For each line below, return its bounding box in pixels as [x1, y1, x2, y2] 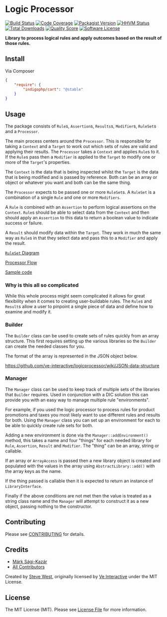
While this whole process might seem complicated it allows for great [5, 293, 145, 299]
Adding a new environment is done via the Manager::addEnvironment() [5, 432, 148, 438]
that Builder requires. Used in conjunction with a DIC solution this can [5, 391, 148, 397]
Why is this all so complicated [5, 282, 79, 289]
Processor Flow [5, 259, 37, 265]
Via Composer [5, 68, 35, 74]
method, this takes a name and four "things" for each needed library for [5, 437, 152, 443]
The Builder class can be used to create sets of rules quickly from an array [5, 332, 159, 338]
